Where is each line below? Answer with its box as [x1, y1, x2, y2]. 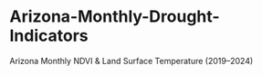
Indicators [9, 25, 89, 46]
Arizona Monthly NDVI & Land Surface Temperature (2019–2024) [9, 55, 254, 66]
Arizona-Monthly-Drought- [9, 6, 221, 27]
